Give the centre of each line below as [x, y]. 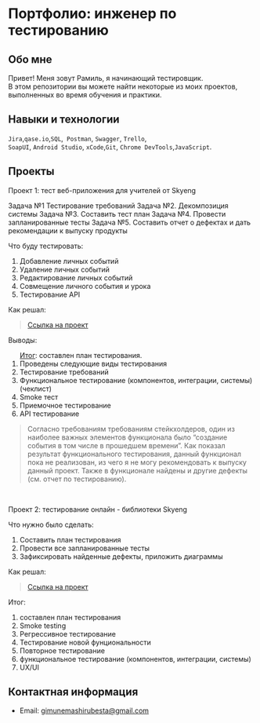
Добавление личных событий [69, 261]
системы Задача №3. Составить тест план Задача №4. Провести [117, 214]
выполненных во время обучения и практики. [85, 95]
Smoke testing [43, 626]
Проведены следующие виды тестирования [93, 363]
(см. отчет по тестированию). [77, 479]
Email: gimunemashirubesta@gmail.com [84, 710]
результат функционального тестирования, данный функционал [134, 454]
